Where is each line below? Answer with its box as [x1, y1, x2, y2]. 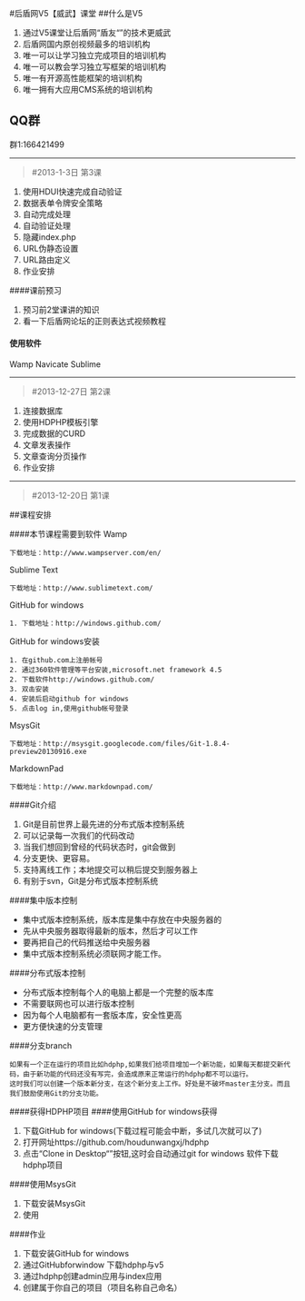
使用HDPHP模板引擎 [22, 417, 99, 428]
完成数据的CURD [22, 428, 86, 439]
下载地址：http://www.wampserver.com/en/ [9, 549, 162, 558]
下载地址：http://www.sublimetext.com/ [9, 584, 153, 593]
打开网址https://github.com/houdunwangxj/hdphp [22, 1137, 210, 1147]
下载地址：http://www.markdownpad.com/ [9, 782, 153, 792]
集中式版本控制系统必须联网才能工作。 [22, 948, 166, 959]
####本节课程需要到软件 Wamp [9, 529, 128, 540]
